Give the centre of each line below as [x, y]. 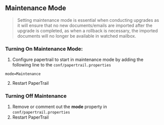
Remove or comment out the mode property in [60, 107]
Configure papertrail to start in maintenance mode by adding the [78, 60]
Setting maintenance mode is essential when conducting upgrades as [88, 20]
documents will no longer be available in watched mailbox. [77, 36]
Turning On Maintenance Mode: [44, 49]
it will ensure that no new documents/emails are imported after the [85, 25]
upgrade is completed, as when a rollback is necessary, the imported [87, 31]
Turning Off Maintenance [36, 96]
